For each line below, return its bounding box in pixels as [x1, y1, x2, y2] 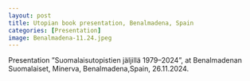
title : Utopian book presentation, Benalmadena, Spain [8, 19, 194, 27]
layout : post [8, 11, 52, 20]
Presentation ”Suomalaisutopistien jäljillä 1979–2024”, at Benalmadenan [8, 56, 243, 65]
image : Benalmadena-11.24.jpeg [8, 33, 112, 42]
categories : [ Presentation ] [8, 26, 102, 34]
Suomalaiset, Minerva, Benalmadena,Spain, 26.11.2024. [8, 64, 189, 74]
